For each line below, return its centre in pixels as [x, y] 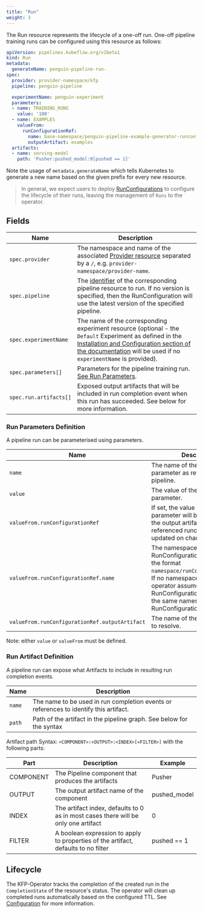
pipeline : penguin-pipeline [47, 86]
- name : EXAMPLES [34, 120]
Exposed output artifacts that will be [128, 386]
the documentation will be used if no [129, 351]
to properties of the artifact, [94, 840]
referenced [167, 530]
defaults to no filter [82, 848]
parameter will [172, 515]
